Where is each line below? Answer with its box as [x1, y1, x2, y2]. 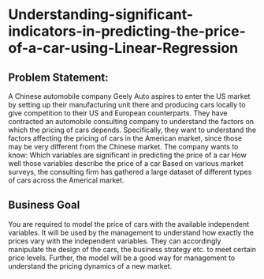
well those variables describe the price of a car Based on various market [8, 159, 244, 168]
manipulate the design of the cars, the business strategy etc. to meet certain [8, 244, 256, 254]
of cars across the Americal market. [8, 175, 125, 185]
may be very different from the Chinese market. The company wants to [8, 142, 239, 151]
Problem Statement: [8, 70, 109, 84]
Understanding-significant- [8, 6, 194, 24]
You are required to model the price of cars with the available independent [8, 219, 250, 228]
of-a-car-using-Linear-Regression [8, 40, 239, 57]
